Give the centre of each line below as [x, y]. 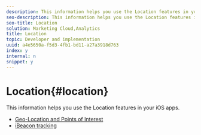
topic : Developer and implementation [53, 39]
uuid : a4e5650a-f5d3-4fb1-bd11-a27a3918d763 [63, 45]
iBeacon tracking [36, 125]
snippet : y [20, 62]
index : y [17, 51]
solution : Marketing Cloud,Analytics [53, 28]
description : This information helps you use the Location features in [97, 12]
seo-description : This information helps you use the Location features [99, 17]
